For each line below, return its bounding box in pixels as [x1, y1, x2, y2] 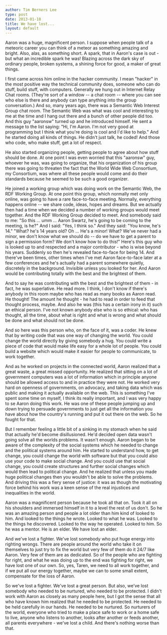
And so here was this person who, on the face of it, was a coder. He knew [5, 327, 157, 333]
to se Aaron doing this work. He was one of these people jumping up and [5, 400, 156, 406]
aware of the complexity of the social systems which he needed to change [5, 442, 159, 448]
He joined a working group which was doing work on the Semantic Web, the [5, 185, 161, 191]
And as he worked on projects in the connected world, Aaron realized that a [5, 363, 161, 369]
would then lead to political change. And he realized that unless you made [5, 468, 157, 475]
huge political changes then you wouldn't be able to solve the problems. [5, 474, 154, 480]
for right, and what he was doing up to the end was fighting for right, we [5, 557, 153, 563]
